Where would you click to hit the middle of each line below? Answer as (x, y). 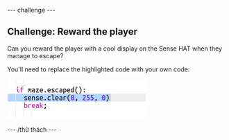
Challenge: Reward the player (72, 32)
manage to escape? (35, 55)
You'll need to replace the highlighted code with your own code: (99, 69)
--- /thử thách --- (32, 129)
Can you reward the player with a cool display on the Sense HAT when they (115, 49)
